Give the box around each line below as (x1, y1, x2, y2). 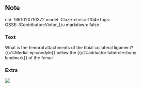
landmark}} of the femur (5, 55, 53, 61)
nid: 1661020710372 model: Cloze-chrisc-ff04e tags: (5, 16, 110, 22)
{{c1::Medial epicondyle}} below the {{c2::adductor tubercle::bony (5, 50, 137, 56)
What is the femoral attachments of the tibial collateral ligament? (5, 45, 134, 50)
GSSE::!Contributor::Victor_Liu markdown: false (5, 22, 99, 27)
